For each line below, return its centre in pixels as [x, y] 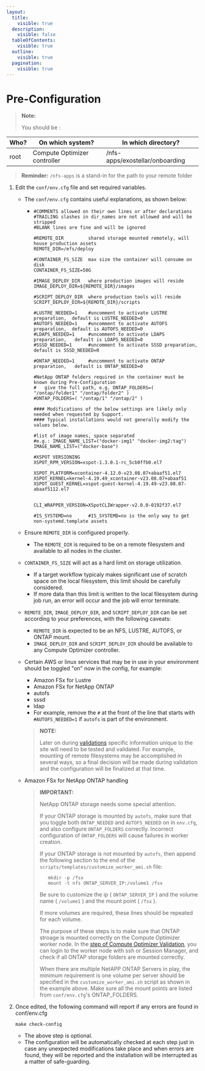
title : [20, 18]
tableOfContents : [34, 40]
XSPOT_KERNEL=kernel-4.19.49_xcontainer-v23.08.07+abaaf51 [110, 479]
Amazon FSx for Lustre [62, 680]
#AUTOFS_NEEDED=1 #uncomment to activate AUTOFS [100, 324]
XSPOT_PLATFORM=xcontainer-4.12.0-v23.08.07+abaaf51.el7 [107, 474]
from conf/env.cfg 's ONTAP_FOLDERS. [89, 995]
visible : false [37, 35]
